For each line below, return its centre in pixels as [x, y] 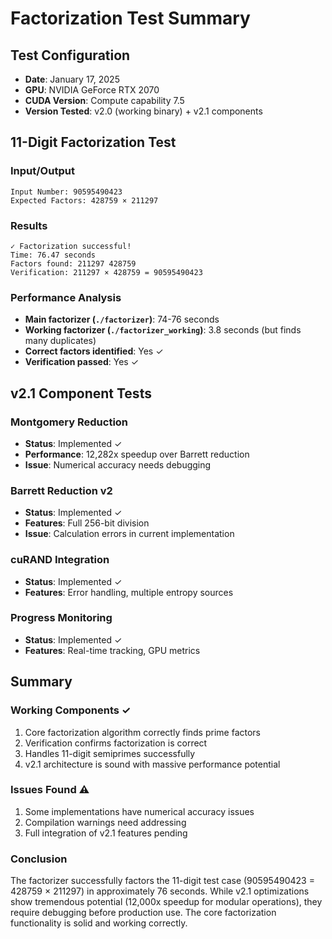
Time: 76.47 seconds [53, 255]
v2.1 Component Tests [81, 393]
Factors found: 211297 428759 [73, 263]
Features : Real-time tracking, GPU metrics [112, 650]
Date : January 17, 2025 [72, 79]
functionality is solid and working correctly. [99, 923]
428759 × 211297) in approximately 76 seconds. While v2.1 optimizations [160, 891]
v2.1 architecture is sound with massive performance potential [152, 764]
